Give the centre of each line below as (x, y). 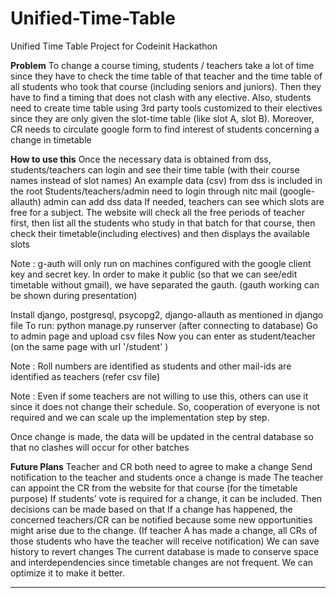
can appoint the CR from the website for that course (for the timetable (154, 488)
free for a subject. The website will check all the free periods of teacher (157, 212)
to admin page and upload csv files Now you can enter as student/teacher (163, 336)
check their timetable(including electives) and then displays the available (160, 233)
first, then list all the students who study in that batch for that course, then (163, 223)
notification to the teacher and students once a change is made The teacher (167, 477)
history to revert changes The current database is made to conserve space (165, 551)
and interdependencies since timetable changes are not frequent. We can (162, 562)
